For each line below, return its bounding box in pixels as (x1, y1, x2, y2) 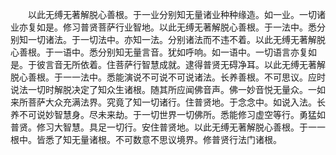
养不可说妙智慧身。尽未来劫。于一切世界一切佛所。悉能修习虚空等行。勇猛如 (10, 109, 326, 120)
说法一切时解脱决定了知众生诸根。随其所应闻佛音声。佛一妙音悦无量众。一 (10, 84, 317, 95)
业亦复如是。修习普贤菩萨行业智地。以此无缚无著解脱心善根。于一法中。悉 (10, 21, 317, 33)
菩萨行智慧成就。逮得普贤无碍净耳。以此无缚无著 (114, 59, 317, 70)
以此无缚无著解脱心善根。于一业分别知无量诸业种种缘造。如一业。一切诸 (27, 9, 326, 20)
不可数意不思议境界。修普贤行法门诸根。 (114, 134, 282, 145)
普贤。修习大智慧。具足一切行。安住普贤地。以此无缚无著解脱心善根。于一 (10, 121, 317, 133)
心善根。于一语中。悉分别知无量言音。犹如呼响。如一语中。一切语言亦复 (10, 46, 308, 58)
